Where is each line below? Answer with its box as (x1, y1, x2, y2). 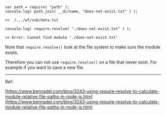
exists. (5, 50, 19, 56)
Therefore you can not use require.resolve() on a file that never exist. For (5, 59, 157, 65)
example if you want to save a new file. (5, 64, 84, 70)
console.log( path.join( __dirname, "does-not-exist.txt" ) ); (5, 9, 138, 14)
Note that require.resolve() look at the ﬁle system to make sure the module (5, 44, 161, 50)
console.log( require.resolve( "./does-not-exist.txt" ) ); (5, 26, 132, 31)
